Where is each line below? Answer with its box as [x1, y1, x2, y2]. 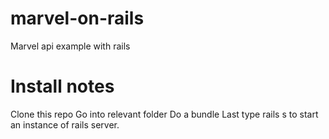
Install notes [10, 75, 115, 98]
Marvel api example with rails [10, 40, 131, 52]
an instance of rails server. [10, 118, 120, 131]
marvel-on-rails [10, 7, 145, 30]
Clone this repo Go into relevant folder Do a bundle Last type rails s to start [10, 108, 319, 120]
